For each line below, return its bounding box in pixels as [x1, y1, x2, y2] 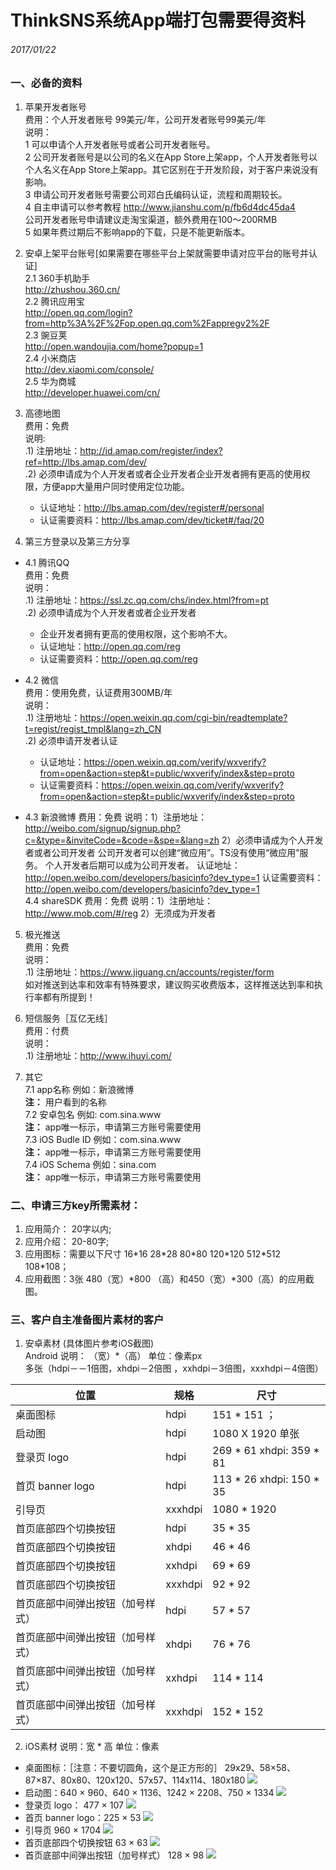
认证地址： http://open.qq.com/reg [39, 640, 181, 652]
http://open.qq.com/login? [24, 306, 133, 318]
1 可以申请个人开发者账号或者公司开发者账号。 [24, 138, 216, 150]
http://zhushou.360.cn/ [24, 283, 121, 295]
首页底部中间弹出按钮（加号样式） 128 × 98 [24, 1849, 205, 1861]
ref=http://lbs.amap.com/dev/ [24, 456, 147, 468]
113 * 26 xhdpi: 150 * [212, 1472, 320, 1486]
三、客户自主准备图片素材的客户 [10, 1312, 165, 1326]
